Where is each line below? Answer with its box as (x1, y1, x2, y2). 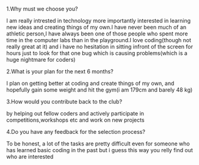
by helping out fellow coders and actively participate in (6, 110, 145, 117)
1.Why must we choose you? (6, 5, 78, 12)
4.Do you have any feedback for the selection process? (6, 128, 145, 135)
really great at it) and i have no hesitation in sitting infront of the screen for (6, 43, 194, 50)
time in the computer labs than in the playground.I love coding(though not (6, 37, 192, 43)
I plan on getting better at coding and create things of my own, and (6, 79, 175, 87)
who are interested (6, 153, 54, 160)
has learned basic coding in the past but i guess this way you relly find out (6, 147, 194, 153)
